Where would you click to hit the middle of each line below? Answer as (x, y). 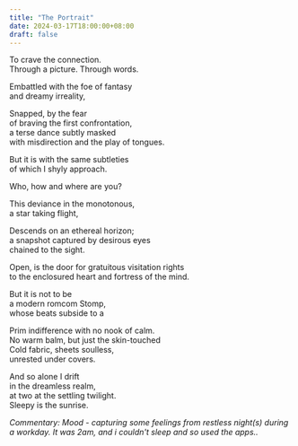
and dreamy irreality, (48, 96)
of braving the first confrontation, (71, 123)
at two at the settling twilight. (63, 396)
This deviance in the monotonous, (72, 204)
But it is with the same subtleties (69, 160)
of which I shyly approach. (58, 169)
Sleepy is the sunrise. (49, 406)
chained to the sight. (47, 250)
